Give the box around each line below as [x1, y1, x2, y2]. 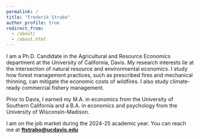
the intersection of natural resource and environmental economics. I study [6, 65, 188, 72]
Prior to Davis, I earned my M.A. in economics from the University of [6, 96, 174, 103]
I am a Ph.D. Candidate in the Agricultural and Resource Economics [6, 53, 171, 59]
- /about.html [11, 36, 46, 42]
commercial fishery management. [21, 84, 104, 91]
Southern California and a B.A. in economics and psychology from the [6, 102, 177, 109]
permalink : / [6, 8, 39, 15]
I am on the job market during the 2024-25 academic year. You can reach [6, 120, 186, 127]
